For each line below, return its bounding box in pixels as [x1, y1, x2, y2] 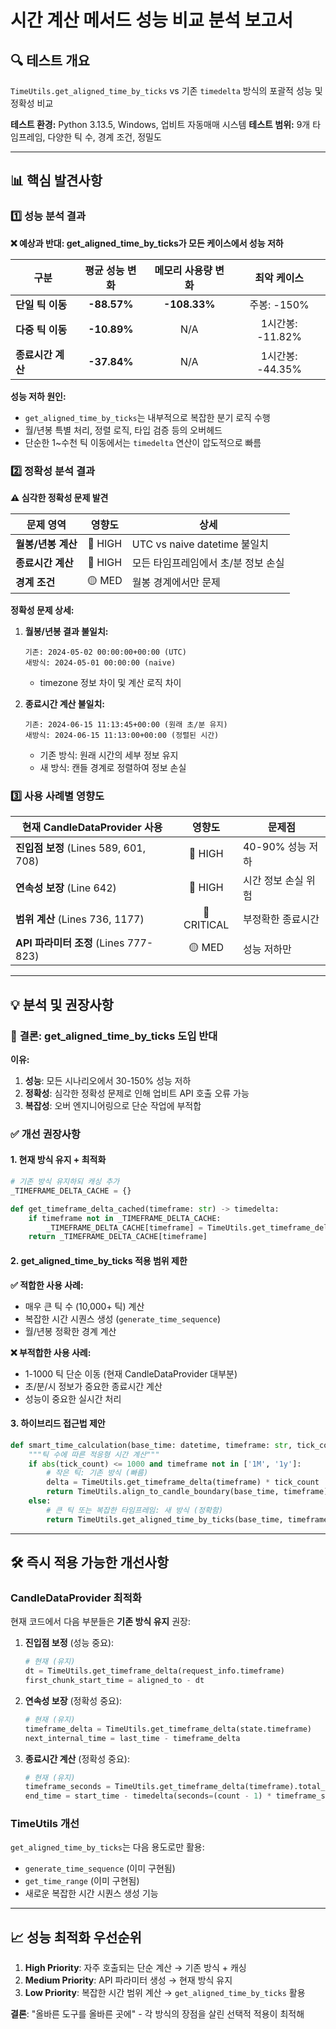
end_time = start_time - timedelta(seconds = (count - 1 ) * [24, 1791, 272, 1801]
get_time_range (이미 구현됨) [24, 1875, 140, 1887]
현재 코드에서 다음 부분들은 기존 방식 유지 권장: [10, 1616, 191, 1628]
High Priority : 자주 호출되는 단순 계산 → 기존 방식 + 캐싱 [24, 1962, 247, 1974]
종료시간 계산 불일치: [24, 697, 106, 710]
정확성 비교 [10, 97, 54, 109]
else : [28, 1496, 52, 1506]
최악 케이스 [254, 271, 305, 285]
